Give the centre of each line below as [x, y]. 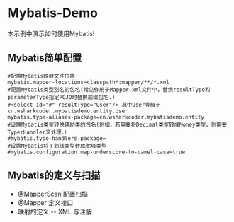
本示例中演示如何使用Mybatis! [51, 33]
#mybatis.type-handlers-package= [57, 138]
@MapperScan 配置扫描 [53, 194]
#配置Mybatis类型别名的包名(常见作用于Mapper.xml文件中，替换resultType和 [109, 90]
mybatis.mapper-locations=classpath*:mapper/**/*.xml [89, 82]
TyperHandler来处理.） [39, 132]
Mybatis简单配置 [45, 58]
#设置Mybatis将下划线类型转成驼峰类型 [57, 146]
